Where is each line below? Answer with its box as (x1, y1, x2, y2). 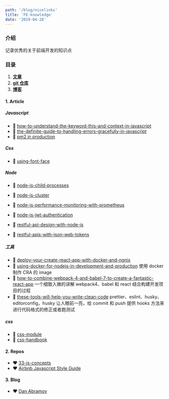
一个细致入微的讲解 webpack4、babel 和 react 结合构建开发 (34, 281, 159, 287)
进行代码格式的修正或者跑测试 (12, 306, 75, 313)
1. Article (5, 98, 24, 104)
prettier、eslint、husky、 (109, 294, 162, 300)
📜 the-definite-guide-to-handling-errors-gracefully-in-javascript (12, 128, 147, 134)
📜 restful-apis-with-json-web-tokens (12, 232, 90, 238)
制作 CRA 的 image (12, 269, 52, 275)
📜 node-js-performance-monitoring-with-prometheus (12, 202, 125, 208)
